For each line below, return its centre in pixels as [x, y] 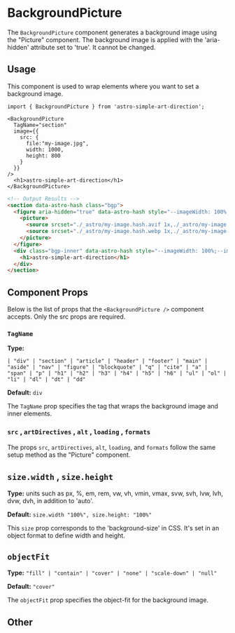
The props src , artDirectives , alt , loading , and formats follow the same [112, 447]
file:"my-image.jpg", [57, 143]
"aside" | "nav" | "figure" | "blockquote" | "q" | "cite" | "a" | [108, 367]
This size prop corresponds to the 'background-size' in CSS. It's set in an [113, 528]
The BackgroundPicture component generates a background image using [112, 32]
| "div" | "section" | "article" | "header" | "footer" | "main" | [108, 361]
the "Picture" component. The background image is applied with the [105, 39]
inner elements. [30, 414]
